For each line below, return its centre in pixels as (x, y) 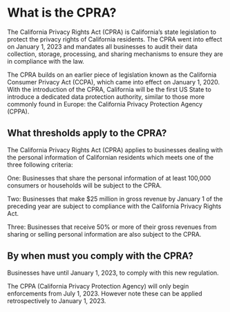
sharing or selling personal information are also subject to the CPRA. (104, 234)
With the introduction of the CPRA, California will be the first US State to (109, 89)
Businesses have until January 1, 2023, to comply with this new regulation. (113, 273)
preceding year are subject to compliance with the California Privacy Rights (114, 206)
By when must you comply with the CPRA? (100, 256)
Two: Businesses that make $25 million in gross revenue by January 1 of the (115, 199)
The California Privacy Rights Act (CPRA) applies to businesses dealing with (115, 149)
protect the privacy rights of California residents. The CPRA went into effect (115, 39)
